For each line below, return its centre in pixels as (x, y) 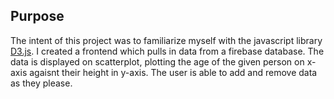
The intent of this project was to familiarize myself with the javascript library (166, 40)
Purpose (37, 16)
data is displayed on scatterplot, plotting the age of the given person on (157, 61)
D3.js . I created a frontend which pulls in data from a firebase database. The (167, 51)
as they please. (41, 83)
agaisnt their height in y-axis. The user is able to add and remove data (173, 72)
